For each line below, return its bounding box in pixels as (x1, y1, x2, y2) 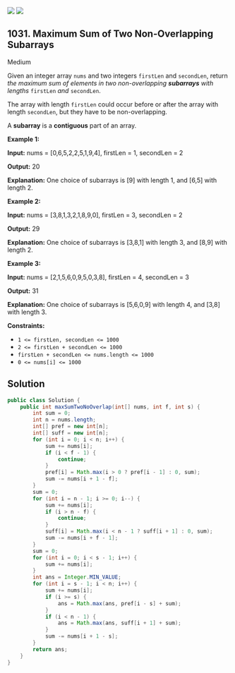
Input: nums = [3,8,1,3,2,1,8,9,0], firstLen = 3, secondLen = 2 (7, 210, 183, 219)
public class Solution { (7, 396, 80, 404)
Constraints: (7, 321, 45, 329)
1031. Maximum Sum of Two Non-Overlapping (7, 28, 214, 40)
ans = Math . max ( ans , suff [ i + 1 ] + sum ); (57, 619, 181, 627)
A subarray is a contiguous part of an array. (7, 121, 137, 130)
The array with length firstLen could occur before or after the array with (7, 99, 219, 109)
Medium (7, 57, 32, 66)
